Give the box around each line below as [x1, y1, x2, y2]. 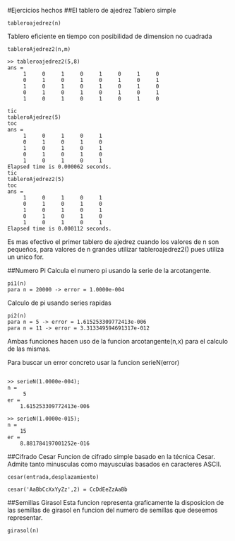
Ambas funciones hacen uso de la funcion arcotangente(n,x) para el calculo [7, 337, 228, 345]
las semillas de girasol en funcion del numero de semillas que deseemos [7, 506, 218, 514]
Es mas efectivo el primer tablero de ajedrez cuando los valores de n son [7, 238, 219, 246]
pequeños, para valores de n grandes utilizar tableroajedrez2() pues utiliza [7, 245, 224, 253]
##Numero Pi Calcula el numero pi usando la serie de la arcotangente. [7, 267, 212, 274]
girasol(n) [7, 527, 40, 534]
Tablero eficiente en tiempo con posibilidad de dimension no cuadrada [7, 32, 212, 40]
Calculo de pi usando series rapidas [7, 298, 112, 307]
